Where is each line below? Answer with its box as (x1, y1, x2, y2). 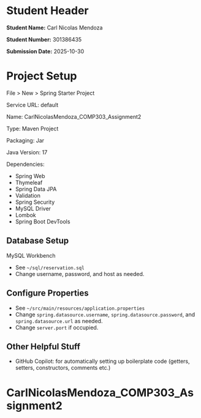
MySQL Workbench (6, 252, 56, 259)
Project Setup (6, 69, 78, 83)
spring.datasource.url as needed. (15, 317, 103, 324)
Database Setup (6, 236, 69, 246)
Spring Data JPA (15, 185, 57, 193)
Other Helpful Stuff (6, 341, 81, 352)
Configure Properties (6, 288, 89, 299)
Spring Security (15, 198, 55, 206)
